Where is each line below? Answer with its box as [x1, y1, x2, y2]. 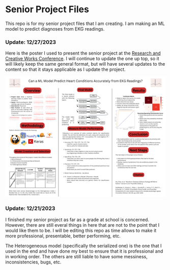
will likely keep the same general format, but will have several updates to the [5, 61, 165, 67]
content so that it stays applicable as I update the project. [5, 66, 126, 72]
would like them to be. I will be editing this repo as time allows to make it [5, 227, 157, 233]
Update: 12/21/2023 [5, 205, 55, 212]
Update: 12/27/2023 [5, 38, 56, 45]
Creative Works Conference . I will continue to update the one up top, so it [5, 56, 159, 62]
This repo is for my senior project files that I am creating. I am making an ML [5, 20, 165, 26]
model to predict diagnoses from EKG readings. [5, 25, 105, 32]
